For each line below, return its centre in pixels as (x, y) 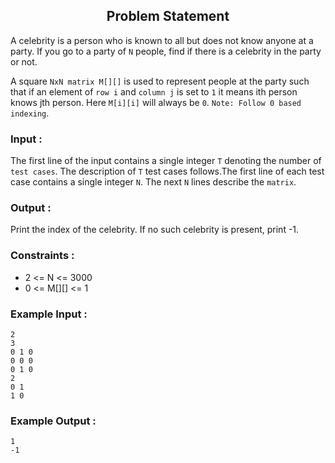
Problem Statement (168, 16)
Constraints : (42, 256)
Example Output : (53, 421)
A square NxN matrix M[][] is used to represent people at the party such (160, 81)
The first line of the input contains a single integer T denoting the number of (166, 161)
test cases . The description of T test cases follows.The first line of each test (167, 171)
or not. (24, 61)
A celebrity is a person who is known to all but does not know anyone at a (162, 40)
